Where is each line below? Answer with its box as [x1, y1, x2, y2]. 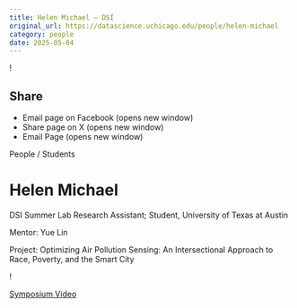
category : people [9, 30, 74, 38]
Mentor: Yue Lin [9, 227, 69, 237]
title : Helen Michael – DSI [9, 13, 115, 22]
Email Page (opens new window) [22, 132, 144, 142]
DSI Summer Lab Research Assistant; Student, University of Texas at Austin [9, 210, 289, 220]
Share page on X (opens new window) [22, 122, 164, 133]
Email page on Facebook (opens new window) [22, 113, 194, 124]
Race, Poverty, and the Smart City [9, 254, 135, 264]
